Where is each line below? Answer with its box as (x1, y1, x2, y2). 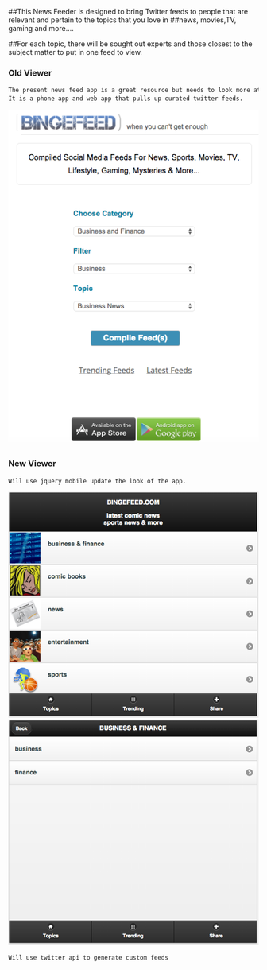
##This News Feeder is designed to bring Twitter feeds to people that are (8, 7, 249, 16)
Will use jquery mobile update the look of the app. (8, 477, 187, 485)
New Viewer (8, 458, 57, 469)
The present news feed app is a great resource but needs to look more (8, 87, 250, 95)
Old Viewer (8, 67, 52, 78)
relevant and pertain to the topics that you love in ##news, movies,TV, (8, 15, 237, 25)
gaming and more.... (8, 24, 74, 33)
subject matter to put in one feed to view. (8, 48, 143, 56)
